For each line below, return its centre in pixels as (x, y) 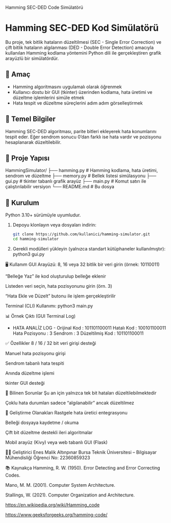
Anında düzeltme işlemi (30, 373)
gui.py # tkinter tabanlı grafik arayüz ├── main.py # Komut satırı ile (76, 181)
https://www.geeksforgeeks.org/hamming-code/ (56, 514)
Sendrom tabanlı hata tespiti (35, 363)
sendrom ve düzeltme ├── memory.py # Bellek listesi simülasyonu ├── (81, 176)
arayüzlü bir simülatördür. (32, 58)
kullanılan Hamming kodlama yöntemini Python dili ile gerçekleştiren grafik (83, 53)
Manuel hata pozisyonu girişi (35, 353)
